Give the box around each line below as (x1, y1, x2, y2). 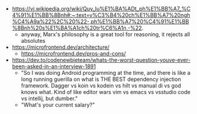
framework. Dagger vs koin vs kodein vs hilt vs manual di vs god (20, 82, 181, 89)
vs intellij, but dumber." (20, 95, 78, 102)
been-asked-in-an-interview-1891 (11, 63, 96, 70)
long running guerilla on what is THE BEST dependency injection (20, 75, 181, 83)
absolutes (20, 37, 46, 44)
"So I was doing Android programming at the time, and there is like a (20, 69, 191, 76)
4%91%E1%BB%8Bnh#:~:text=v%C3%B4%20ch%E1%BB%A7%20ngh (11, 11, 191, 19)
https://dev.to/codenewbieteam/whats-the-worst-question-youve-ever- (11, 57, 191, 63)
